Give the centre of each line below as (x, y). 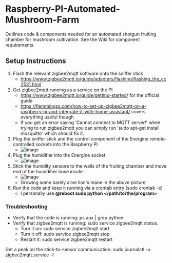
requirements (20, 45)
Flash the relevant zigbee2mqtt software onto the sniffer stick (78, 73)
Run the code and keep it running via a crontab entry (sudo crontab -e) (88, 188)
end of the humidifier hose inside (48, 171)
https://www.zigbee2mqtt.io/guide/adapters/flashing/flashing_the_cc (93, 79)
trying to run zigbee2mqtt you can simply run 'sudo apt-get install (90, 128)
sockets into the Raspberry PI (66, 144)
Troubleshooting (26, 207)
